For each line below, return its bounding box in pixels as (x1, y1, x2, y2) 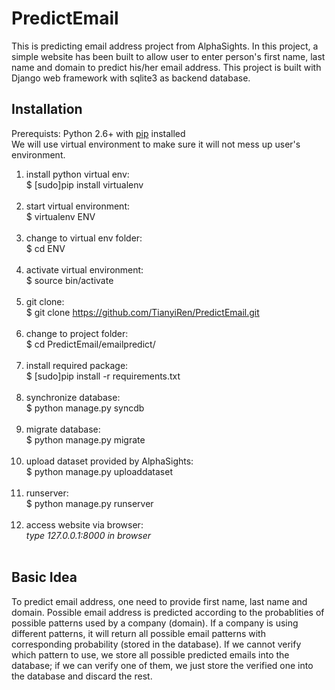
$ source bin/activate (25, 274, 114, 286)
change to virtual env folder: (25, 232, 143, 244)
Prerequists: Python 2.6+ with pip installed (11, 127, 186, 139)
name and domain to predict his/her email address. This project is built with (11, 61, 322, 73)
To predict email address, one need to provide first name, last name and (11, 595, 308, 607)
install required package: (25, 359, 129, 371)
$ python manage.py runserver (25, 497, 154, 509)
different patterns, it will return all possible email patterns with (11, 627, 266, 639)
